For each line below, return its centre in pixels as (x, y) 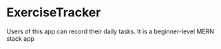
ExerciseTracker (54, 13)
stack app (21, 38)
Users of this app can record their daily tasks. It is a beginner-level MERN (110, 31)
